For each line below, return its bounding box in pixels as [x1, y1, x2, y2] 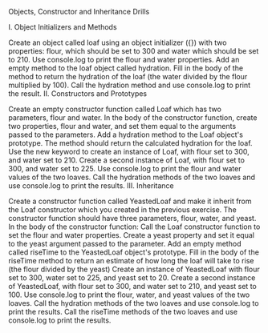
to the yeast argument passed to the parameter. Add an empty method [8, 239, 242, 248]
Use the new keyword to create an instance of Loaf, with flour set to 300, [8, 147, 250, 156]
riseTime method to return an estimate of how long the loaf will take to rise [8, 256, 254, 265]
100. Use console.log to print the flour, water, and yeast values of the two [8, 290, 250, 299]
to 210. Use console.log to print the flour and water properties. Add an [8, 55, 240, 64]
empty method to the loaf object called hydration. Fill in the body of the [8, 63, 243, 73]
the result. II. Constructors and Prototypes [8, 89, 148, 98]
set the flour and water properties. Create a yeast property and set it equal [8, 231, 255, 239]
